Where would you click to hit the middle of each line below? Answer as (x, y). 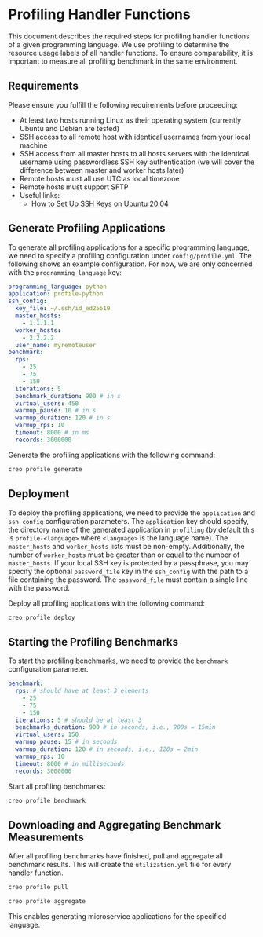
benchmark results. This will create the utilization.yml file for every (120, 865)
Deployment (39, 494)
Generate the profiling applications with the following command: (112, 455)
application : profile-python (56, 294)
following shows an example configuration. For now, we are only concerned (130, 264)
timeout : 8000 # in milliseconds (70, 763)
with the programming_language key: (65, 272)
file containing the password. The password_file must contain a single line (128, 580)
